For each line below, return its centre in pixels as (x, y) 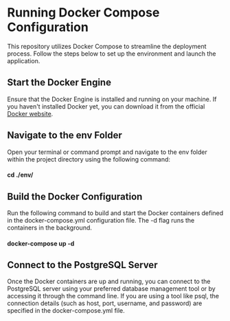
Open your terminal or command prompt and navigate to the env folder (107, 152)
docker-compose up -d (41, 243)
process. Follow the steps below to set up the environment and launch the (112, 54)
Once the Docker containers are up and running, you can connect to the (109, 281)
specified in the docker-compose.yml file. (66, 311)
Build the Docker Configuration (75, 196)
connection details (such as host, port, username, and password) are (105, 303)
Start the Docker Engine (59, 83)
